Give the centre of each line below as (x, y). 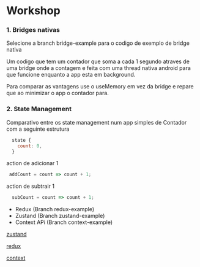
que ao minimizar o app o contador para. (57, 93)
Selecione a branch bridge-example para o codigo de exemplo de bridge (98, 43)
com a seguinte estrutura (38, 129)
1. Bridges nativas (33, 30)
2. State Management (39, 109)
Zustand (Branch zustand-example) (60, 216)
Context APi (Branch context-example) (64, 222)
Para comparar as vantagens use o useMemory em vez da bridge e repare (100, 87)
